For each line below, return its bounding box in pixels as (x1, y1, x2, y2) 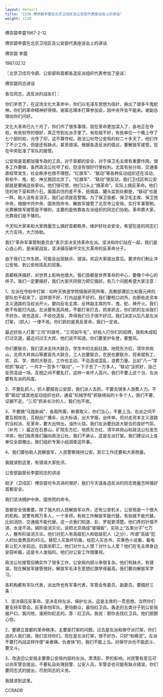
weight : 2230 (5, 16, 32, 21)
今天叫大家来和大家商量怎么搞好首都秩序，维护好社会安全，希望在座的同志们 (5, 223, 158, 229)
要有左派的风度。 (5, 376, 39, 382)
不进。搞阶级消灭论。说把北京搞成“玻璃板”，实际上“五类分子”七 (21, 525, 149, 531)
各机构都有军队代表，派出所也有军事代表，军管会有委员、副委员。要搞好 (5, 582, 149, 588)
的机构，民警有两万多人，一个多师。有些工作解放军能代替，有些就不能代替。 (5, 513, 158, 519)
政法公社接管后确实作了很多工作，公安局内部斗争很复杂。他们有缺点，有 (5, 560, 149, 566)
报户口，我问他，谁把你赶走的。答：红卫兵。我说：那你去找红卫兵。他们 (5, 611, 149, 616)
